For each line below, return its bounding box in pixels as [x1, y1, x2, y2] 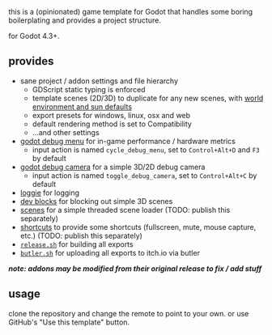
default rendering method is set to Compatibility [32, 119, 192, 129]
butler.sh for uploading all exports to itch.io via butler [19, 248, 201, 257]
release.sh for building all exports [19, 239, 134, 249]
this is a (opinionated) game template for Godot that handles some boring [8, 7, 253, 16]
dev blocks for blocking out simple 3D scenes [19, 196, 173, 206]
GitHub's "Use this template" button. [8, 317, 130, 327]
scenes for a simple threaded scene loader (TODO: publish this [19, 205, 231, 214]
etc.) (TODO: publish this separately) [19, 231, 143, 240]
